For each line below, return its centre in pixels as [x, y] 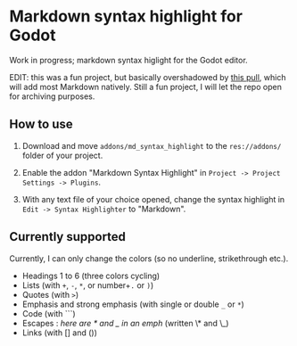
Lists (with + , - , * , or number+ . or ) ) [88, 285]
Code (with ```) [49, 313]
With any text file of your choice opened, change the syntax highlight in [153, 199]
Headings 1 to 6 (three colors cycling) [91, 276]
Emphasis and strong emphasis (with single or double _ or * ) [133, 304]
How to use [41, 124]
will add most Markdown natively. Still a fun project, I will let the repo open [146, 86]
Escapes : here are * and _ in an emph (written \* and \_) [125, 323]
